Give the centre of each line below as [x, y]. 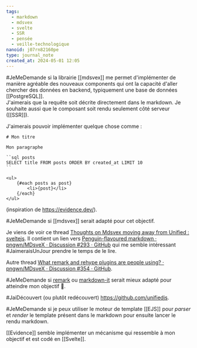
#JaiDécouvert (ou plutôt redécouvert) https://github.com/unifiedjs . [88, 298]
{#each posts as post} [44, 183]
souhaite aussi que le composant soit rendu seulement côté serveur [88, 109]
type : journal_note [30, 55]
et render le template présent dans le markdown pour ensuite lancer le [91, 315]
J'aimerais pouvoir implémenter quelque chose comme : [74, 126]
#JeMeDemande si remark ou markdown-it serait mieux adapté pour [89, 280]
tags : [13, 11]
